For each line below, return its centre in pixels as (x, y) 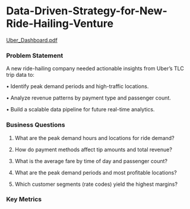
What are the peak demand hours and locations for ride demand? (94, 138)
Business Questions (36, 125)
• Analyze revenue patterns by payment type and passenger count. (88, 98)
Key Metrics (24, 199)
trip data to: (20, 75)
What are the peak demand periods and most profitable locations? (96, 172)
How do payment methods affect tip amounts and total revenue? (93, 149)
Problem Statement (35, 55)
